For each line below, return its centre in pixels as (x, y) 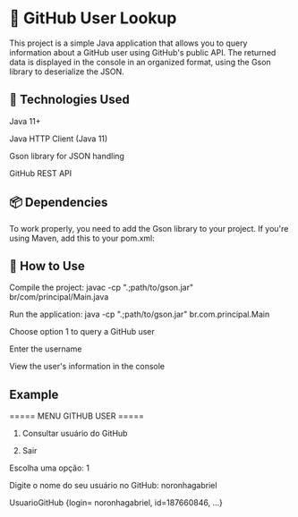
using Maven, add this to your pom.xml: (82, 238)
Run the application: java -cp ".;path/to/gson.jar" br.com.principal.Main (140, 314)
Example (34, 394)
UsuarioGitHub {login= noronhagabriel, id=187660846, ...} (116, 503)
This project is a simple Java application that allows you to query (128, 43)
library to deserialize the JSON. (67, 72)
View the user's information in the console (87, 367)
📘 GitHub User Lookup (93, 18)
